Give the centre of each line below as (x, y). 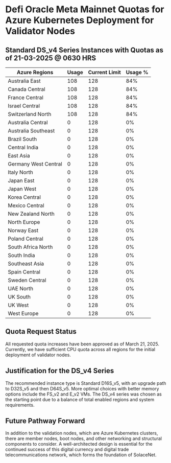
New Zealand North (31, 214)
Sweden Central (27, 280)
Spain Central (24, 272)
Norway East (23, 230)
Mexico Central (26, 205)
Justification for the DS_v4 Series (60, 371)
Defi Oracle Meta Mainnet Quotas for (85, 9)
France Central (26, 97)
